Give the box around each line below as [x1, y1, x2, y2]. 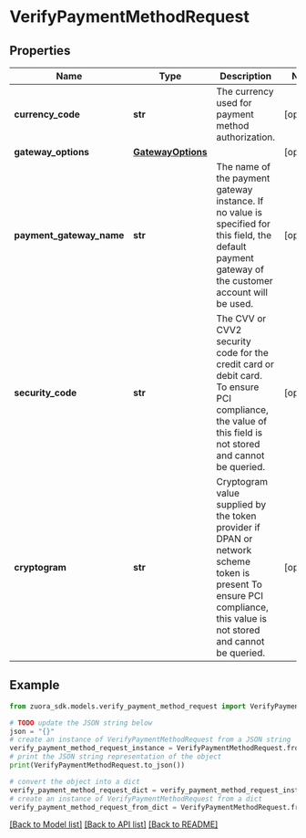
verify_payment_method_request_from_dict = [9, 802, 178, 812]
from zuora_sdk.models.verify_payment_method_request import [9, 701, 247, 711]
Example [9, 677, 60, 693]
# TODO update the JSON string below [9, 718, 153, 728]
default [216, 240, 247, 253]
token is [216, 567, 250, 579]
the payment [216, 172, 270, 184]
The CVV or [216, 312, 267, 325]
